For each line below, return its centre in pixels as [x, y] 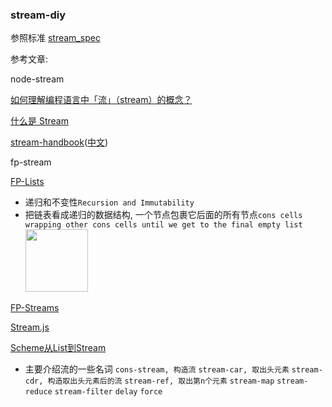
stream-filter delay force [108, 392]
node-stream [37, 79]
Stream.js [30, 327]
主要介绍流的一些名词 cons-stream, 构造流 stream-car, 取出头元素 [157, 369]
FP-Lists [27, 182]
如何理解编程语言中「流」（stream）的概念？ [101, 100]
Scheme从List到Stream [58, 348]
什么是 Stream [39, 121]
